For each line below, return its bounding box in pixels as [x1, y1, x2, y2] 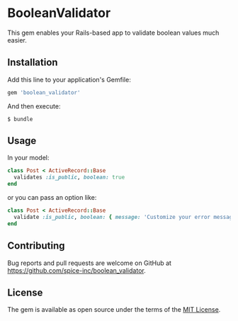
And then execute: [7, 101, 61, 111]
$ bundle [7, 116, 33, 123]
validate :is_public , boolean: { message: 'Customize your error [13, 213, 211, 220]
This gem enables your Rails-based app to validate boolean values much [7, 28, 220, 37]
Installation [7, 57, 58, 69]
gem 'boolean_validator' [7, 89, 81, 96]
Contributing [7, 240, 65, 252]
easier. [7, 35, 27, 44]
